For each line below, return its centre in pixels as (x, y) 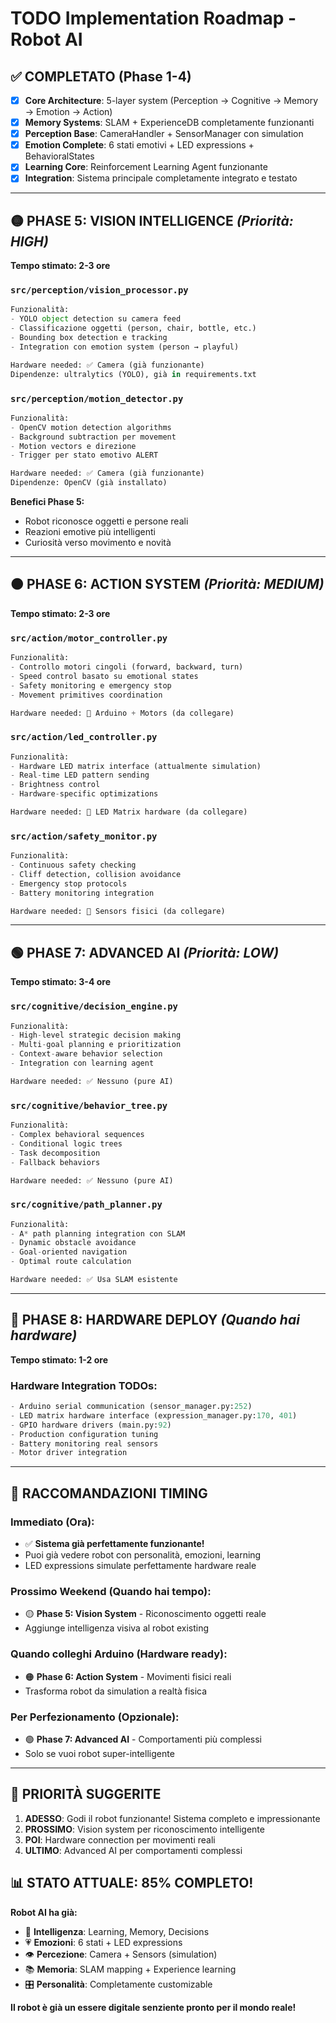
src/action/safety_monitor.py (84, 836)
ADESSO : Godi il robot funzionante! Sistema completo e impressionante (172, 1818)
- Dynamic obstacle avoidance (73, 1243)
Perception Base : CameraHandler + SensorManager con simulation (164, 134)
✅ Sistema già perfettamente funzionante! (114, 1543)
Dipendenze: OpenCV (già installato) (89, 483)
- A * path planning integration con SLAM (98, 1233)
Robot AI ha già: (44, 1912)
